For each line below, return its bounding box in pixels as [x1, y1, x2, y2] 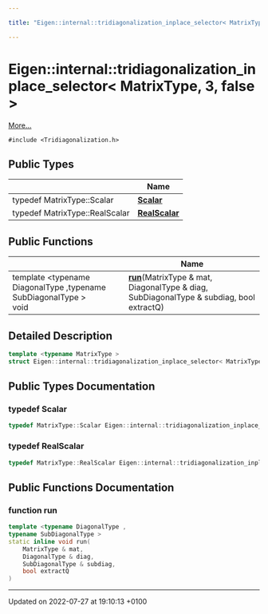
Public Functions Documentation [8, 481, 175, 494]
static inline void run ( [8, 537, 91, 545]
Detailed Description [8, 329, 113, 343]
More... [8, 121, 32, 130]
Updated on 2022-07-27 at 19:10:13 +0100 [8, 596, 148, 607]
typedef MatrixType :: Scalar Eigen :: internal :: [8, 422, 166, 430]
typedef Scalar [8, 404, 68, 415]
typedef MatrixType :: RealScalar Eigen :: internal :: [8, 458, 180, 467]
